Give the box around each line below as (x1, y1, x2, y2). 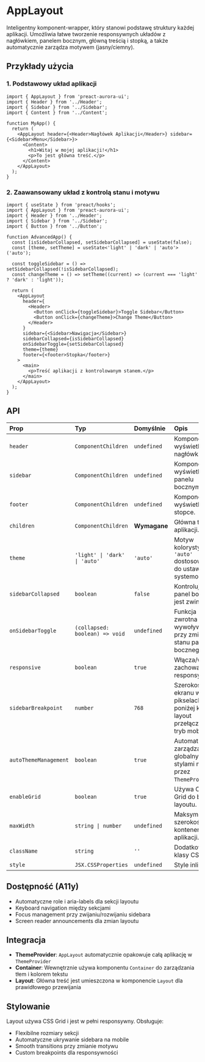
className (9, 847, 38, 854)
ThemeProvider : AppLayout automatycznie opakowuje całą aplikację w (15, 951, 192, 959)
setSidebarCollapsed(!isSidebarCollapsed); (6, 266, 119, 272)
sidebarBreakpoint (9, 705, 63, 711)
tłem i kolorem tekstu (15, 971, 68, 978)
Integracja (6, 935, 46, 945)
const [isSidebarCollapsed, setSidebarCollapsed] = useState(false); (12, 239, 192, 245)
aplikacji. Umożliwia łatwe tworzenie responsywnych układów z (6, 30, 166, 37)
